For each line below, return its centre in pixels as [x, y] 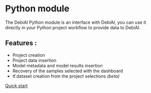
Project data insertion [34, 60]
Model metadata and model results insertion [57, 65]
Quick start [16, 86]
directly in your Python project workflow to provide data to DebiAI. [73, 27]
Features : [21, 43]
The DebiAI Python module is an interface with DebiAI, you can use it [76, 22]
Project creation [29, 55]
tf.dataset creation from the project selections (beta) [66, 76]
